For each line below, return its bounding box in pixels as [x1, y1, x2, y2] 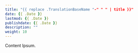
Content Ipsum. [5, 43, 36, 48]
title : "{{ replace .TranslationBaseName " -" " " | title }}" [5, 7, 134, 12]
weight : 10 [5, 29, 27, 34]
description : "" [5, 25, 38, 30]
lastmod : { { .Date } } [5, 16, 49, 21]
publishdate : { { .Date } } [5, 20, 57, 26]
